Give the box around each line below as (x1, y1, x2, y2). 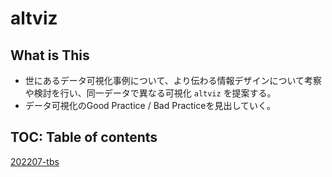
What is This (10, 47, 90, 64)
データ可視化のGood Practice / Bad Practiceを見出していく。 (24, 100, 276, 111)
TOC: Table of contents (10, 129, 158, 146)
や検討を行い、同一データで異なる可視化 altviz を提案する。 (24, 87, 277, 99)
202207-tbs (10, 155, 60, 167)
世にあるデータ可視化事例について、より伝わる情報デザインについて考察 (24, 75, 322, 86)
